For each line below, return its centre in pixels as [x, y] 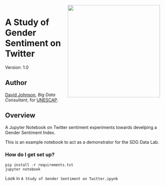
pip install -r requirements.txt [39, 165]
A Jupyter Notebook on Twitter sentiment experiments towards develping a [81, 127]
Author [16, 83]
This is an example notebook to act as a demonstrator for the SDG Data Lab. [82, 142]
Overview [20, 115]
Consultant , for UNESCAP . [32, 100]
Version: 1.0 [17, 67]
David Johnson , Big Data [30, 94]
